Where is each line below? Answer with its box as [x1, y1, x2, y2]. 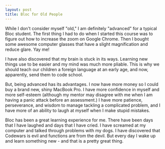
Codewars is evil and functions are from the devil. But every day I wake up [5, 133, 156, 139]
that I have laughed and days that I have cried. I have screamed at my [5, 122, 146, 128]
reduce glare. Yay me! [5, 46, 50, 52]
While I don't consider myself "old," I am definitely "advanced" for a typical [5, 25, 157, 31]
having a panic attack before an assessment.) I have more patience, [5, 97, 143, 103]
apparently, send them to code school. [5, 72, 84, 77]
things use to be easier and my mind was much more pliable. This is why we [5, 61, 160, 67]
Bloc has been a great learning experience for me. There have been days [5, 117, 154, 123]
